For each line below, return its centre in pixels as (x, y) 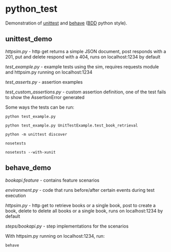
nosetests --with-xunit (31, 152)
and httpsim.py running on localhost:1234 (49, 72)
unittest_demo (29, 39)
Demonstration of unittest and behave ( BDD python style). (66, 23)
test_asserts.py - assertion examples (44, 82)
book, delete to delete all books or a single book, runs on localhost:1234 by (84, 211)
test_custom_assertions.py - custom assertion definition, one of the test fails (86, 92)
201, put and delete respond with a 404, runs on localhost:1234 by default (83, 57)
